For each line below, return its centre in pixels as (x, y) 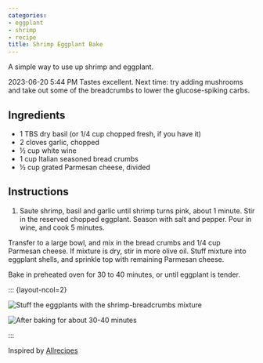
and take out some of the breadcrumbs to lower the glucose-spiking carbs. (129, 90)
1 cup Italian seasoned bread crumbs (79, 158)
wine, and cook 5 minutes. (62, 227)
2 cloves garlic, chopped (59, 142)
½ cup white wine (48, 151)
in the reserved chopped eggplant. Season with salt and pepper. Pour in (135, 219)
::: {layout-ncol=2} (38, 289)
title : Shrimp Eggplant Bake (56, 45)
